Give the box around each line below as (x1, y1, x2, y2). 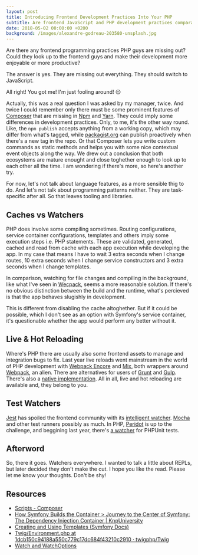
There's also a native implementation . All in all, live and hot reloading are (6, 375, 181, 382)
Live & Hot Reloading (6, 334, 84, 344)
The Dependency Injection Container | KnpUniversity (14, 517, 143, 524)
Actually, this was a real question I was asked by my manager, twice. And (6, 100, 184, 107)
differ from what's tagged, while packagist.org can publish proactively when (6, 131, 192, 139)
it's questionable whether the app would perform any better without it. (6, 317, 177, 324)
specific (6, 193, 26, 200)
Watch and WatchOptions (14, 542, 77, 549)
